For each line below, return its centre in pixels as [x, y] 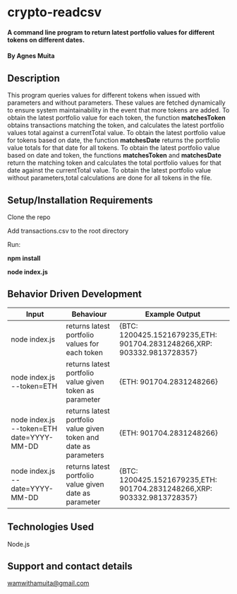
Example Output [173, 314]
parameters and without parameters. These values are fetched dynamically [116, 103]
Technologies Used [50, 527]
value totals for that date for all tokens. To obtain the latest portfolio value [114, 148]
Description [34, 78]
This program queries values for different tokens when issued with [104, 95]
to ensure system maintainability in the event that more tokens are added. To [119, 110]
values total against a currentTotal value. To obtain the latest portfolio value [116, 133]
